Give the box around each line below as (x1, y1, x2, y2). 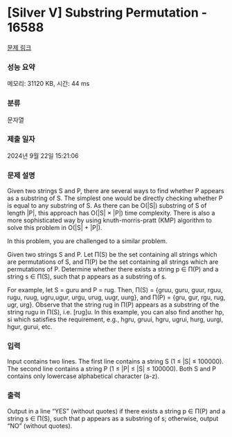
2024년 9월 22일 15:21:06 (7, 151, 79, 160)
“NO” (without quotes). (7, 421, 73, 430)
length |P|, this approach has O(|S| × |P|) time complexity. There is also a (7, 209, 215, 217)
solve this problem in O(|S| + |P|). (7, 224, 102, 232)
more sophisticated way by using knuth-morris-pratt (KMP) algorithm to (7, 216, 213, 224)
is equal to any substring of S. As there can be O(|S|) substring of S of (7, 202, 207, 210)
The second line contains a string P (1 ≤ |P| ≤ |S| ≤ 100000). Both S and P (7, 365, 217, 373)
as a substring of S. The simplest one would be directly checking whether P (7, 194, 223, 202)
